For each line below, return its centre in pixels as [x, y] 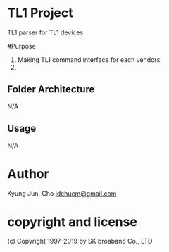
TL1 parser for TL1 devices [45, 32]
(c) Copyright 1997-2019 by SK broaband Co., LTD [80, 241]
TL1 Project [40, 13]
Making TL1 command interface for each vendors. [89, 59]
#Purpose [22, 46]
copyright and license [72, 221]
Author [28, 174]
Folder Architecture [51, 89]
